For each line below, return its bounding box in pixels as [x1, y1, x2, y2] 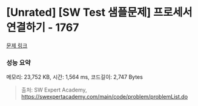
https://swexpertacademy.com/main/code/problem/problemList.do [21, 93, 188, 101]
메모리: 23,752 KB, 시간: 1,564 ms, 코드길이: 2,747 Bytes [6, 73, 144, 81]
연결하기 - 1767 [6, 21, 79, 35]
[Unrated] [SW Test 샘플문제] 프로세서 [6, 5, 193, 19]
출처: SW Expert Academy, [21, 86, 87, 94]
